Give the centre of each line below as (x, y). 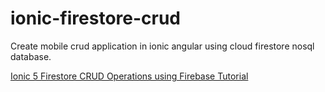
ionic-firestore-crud (96, 18)
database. (31, 56)
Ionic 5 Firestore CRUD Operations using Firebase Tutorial (129, 76)
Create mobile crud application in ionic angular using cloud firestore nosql (162, 46)
